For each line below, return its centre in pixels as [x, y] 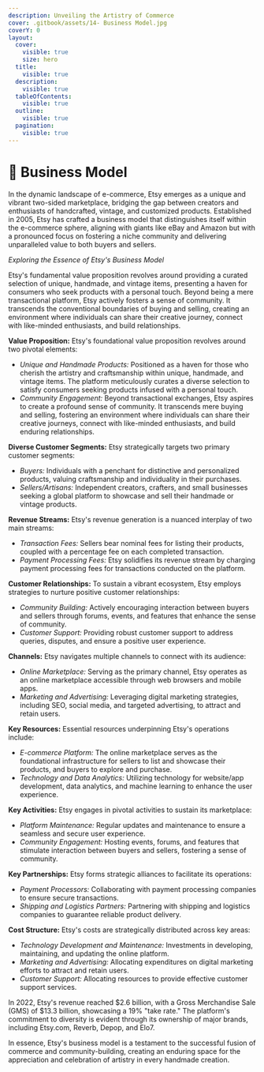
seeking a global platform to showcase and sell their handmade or [126, 495]
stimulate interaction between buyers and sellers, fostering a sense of [133, 850]
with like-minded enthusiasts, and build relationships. [95, 325]
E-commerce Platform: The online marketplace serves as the [119, 752]
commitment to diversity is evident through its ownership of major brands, [128, 1019]
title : [26, 67]
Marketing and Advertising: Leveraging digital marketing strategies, [129, 697]
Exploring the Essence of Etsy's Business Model [86, 260]
